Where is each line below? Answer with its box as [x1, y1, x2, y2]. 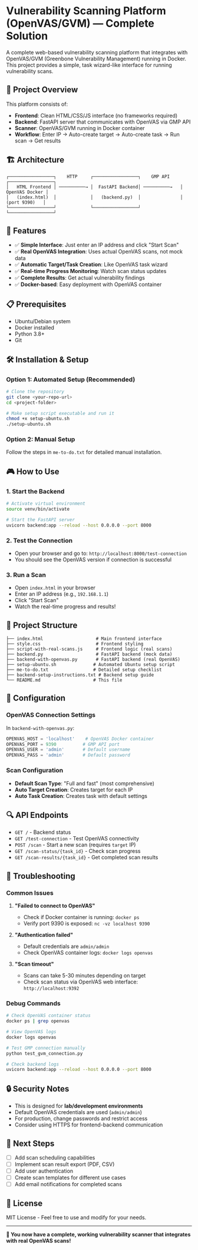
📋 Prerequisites [6, 299, 67, 309]
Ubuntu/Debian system [14, 318, 71, 325]
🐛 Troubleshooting [6, 871, 75, 881]
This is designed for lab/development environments [14, 1102, 143, 1109]
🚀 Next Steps [6, 1138, 55, 1148]
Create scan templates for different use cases [14, 1174, 126, 1181]
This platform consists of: [6, 100, 68, 108]
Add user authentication [14, 1167, 74, 1174]
